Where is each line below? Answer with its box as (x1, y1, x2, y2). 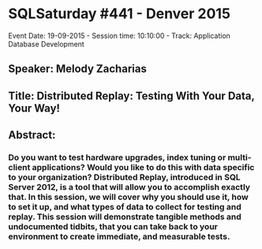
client (8, 162, 31, 173)
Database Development (8, 39, 84, 48)
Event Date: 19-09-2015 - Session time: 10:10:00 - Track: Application (8, 31, 231, 40)
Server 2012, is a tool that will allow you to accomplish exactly (8, 182, 251, 193)
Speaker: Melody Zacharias (8, 62, 148, 76)
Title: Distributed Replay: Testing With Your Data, (8, 89, 255, 103)
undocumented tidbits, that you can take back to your (8, 221, 219, 232)
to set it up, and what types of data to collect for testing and (8, 202, 242, 213)
